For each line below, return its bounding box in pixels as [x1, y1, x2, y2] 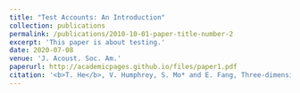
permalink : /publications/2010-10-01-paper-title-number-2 [9, 29, 234, 38]
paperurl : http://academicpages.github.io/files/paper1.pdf [9, 63, 238, 72]
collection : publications [9, 21, 105, 30]
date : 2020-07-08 [9, 46, 74, 55]
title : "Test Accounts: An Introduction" [9, 12, 166, 22]
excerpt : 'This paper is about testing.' [9, 37, 166, 47]
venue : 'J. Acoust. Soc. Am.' [9, 54, 122, 63]
